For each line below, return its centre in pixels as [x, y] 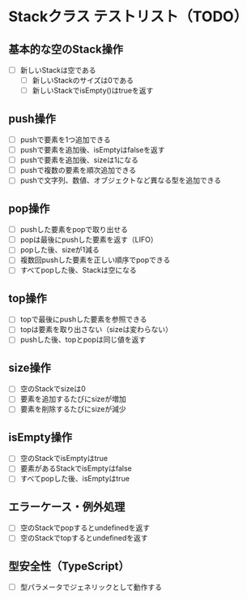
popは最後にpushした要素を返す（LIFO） [89, 239]
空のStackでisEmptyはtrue [64, 459]
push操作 [32, 119]
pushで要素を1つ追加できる [65, 140]
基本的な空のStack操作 [66, 49]
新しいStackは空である [58, 70]
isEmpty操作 [40, 437]
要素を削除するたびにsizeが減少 [73, 409]
